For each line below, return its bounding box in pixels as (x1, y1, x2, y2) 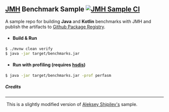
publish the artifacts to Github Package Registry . (5, 24, 106, 30)
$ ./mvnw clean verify (5, 46, 53, 52)
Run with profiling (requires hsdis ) (12, 62, 86, 68)
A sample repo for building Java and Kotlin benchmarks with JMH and (5, 18, 151, 24)
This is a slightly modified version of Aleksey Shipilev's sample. (6, 101, 138, 107)
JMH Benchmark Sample (5, 5, 84, 14)
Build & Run (12, 35, 37, 41)
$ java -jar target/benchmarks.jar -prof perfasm (5, 73, 112, 78)
